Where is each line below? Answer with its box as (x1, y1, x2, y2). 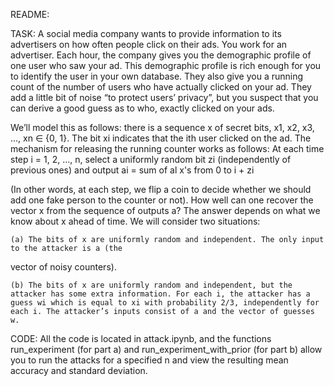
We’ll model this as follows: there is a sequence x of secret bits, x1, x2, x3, (10, 122, 315, 133)
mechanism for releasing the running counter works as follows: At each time (10, 143, 325, 154)
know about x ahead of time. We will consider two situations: (10, 215, 261, 227)
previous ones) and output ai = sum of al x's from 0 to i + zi (10, 164, 255, 176)
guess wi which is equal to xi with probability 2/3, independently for (10, 298, 320, 308)
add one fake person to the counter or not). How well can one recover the (10, 194, 314, 206)
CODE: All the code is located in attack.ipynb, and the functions (10, 333, 272, 344)
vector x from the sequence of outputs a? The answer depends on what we (10, 205, 321, 216)
